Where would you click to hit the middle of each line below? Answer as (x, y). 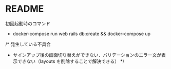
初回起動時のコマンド (28, 23)
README (25, 9)
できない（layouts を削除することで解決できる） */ (71, 61)
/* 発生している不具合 (28, 44)
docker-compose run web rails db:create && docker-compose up (81, 33)
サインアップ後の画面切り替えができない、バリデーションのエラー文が (87, 55)
